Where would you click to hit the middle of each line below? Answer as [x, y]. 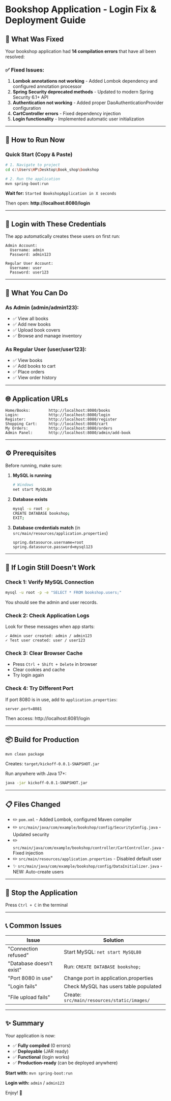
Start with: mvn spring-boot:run [39, 1073]
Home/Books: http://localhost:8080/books [58, 411]
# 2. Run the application [33, 179]
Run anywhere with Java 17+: [36, 773]
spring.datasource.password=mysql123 [53, 547]
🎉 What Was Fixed [35, 39]
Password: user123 [30, 272]
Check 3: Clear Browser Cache [44, 653]
